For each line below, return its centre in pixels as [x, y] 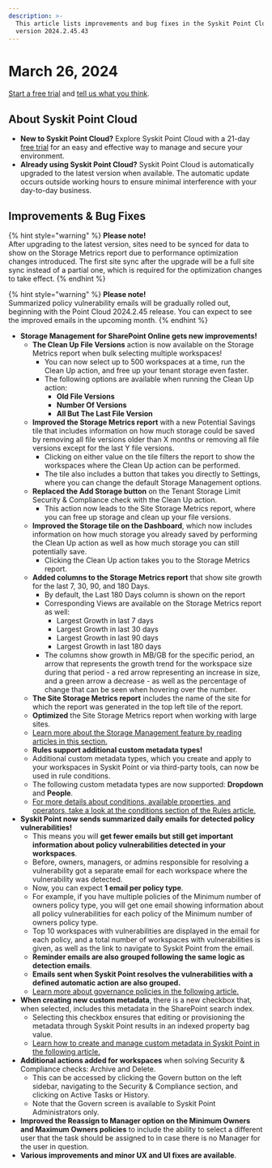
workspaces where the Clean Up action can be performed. [142, 465]
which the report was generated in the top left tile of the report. [138, 706]
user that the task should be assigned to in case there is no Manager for [140, 1138]
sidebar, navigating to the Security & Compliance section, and [135, 1086]
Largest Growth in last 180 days [109, 646]
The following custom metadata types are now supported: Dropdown [148, 784]
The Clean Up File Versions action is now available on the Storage [143, 344]
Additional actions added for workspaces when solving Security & [132, 1060]
